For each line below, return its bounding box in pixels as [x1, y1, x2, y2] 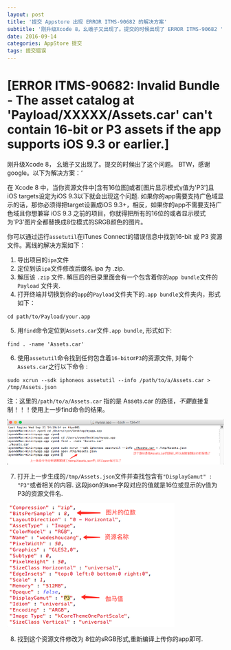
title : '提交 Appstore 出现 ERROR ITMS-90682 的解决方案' [7, 18, 167, 25]
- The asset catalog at [7, 93, 135, 108]
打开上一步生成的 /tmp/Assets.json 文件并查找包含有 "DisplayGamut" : [16, 472, 212, 480]
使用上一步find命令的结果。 [30, 405, 109, 413]
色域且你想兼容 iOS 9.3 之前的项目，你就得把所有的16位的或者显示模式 [7, 209, 206, 217]
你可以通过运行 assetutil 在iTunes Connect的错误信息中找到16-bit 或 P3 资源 [7, 232, 223, 240]
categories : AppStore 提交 [7, 40, 82, 48]
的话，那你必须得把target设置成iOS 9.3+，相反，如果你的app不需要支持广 [12, 200, 222, 209]
